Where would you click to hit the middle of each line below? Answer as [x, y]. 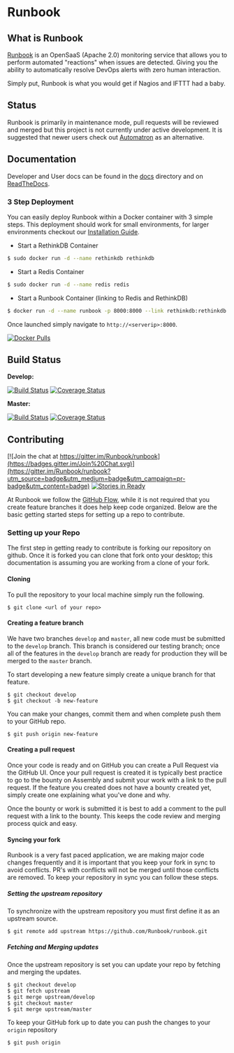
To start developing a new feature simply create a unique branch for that [111, 674]
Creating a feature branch [45, 623]
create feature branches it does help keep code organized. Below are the [112, 507]
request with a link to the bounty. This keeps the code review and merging [114, 816]
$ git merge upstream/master [50, 1010]
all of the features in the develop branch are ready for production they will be [117, 653]
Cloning [19, 579]
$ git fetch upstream [39, 991]
